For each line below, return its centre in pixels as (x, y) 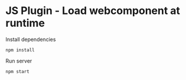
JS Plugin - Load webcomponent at (93, 11)
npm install (20, 50)
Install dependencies (31, 39)
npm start (18, 71)
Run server (19, 61)
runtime (25, 23)
